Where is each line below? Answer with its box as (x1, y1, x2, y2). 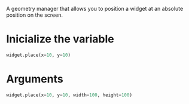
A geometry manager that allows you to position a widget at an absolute (6, 5, 184, 12)
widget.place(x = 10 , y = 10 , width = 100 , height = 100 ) (6, 92, 133, 98)
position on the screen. (6, 11, 63, 19)
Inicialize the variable (6, 32, 115, 46)
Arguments (6, 72, 64, 85)
